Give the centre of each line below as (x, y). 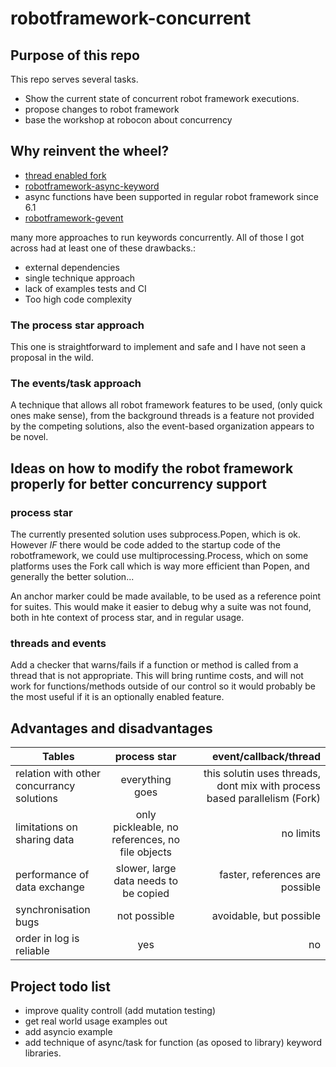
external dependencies (72, 267)
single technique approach (80, 278)
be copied (146, 894)
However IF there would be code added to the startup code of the (146, 545)
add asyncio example (68, 1032)
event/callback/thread (266, 757)
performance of (52, 875)
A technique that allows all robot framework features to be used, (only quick (166, 405)
